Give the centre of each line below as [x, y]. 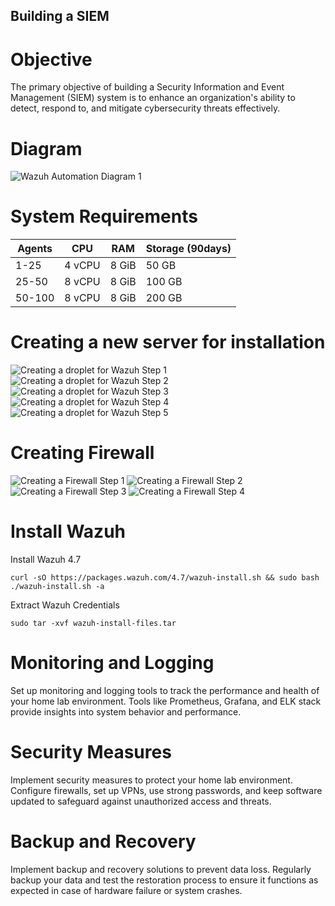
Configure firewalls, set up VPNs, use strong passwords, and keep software [166, 790]
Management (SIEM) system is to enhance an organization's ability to [153, 98]
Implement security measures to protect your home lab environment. [151, 780]
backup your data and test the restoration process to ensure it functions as [164, 880]
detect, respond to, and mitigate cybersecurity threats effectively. [145, 108]
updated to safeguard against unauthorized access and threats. [141, 801]
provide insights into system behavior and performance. [126, 711]
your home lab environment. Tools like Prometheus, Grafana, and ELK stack [166, 701]
